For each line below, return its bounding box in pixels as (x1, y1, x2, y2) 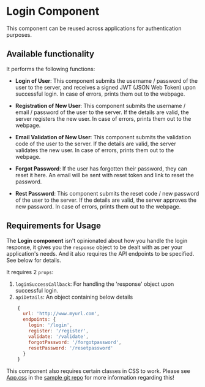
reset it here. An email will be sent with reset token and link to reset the (15, 171, 194, 178)
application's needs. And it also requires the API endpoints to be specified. (6, 250, 195, 257)
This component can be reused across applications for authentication (6, 25, 182, 32)
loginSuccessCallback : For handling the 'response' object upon (15, 280, 174, 288)
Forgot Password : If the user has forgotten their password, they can (15, 164, 188, 172)
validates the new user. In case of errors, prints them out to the (15, 146, 174, 154)
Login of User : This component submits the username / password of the (15, 77, 198, 84)
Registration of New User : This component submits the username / (15, 102, 185, 109)
